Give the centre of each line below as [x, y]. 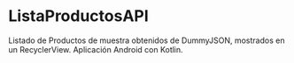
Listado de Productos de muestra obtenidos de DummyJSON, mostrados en [147, 40]
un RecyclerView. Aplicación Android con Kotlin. [96, 49]
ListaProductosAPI [79, 16]
